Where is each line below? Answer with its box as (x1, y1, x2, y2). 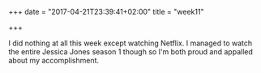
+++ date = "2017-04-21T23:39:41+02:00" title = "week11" (8, 7, 204, 16)
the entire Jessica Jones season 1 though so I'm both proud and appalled (8, 47, 254, 56)
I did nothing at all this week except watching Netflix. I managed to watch (8, 38, 253, 48)
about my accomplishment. (8, 56, 100, 65)
